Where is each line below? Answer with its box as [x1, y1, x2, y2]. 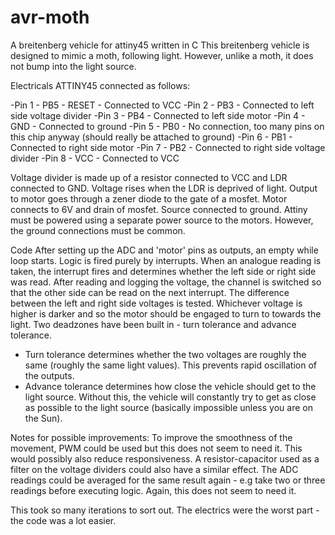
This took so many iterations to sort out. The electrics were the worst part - [10, 504, 320, 516]
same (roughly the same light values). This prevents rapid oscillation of [24, 359, 317, 371]
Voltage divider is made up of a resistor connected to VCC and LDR [10, 171, 288, 183]
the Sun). [24, 412, 63, 424]
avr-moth [10, 6, 90, 29]
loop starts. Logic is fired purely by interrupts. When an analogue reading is [10, 254, 322, 266]
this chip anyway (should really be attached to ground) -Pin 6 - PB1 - [10, 131, 293, 143]
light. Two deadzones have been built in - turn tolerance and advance [10, 318, 297, 330]
